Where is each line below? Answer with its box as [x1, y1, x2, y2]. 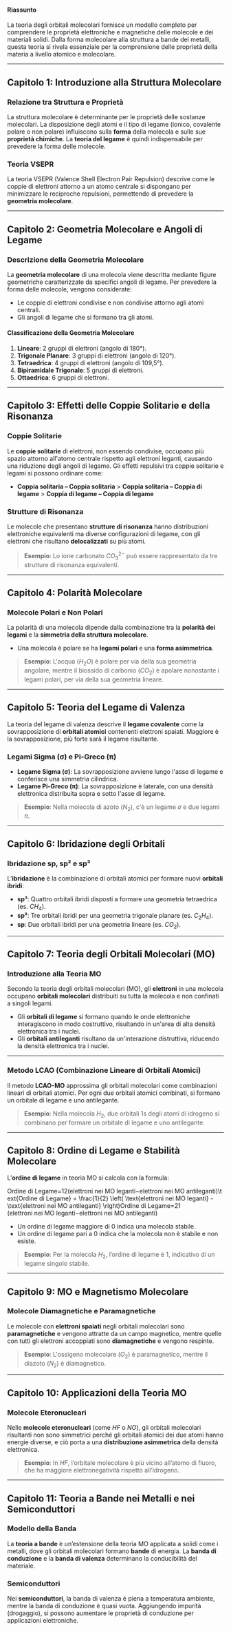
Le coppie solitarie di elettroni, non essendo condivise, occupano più [7, 447, 204, 455]
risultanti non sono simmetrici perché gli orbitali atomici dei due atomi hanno [7, 1430, 223, 1439]
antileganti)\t [186, 1187, 222, 1196]
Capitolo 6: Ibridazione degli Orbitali [7, 838, 165, 850]
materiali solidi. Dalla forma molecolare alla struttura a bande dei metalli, [7, 35, 211, 44]
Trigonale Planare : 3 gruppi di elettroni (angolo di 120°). [16, 351, 177, 360]
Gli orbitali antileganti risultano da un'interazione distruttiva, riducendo [16, 1034, 220, 1043]
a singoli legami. [7, 999, 54, 1007]
